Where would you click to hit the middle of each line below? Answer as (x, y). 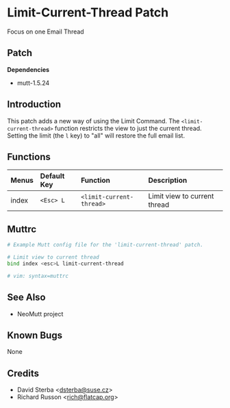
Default (52, 176)
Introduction (34, 104)
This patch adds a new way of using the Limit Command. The (93, 120)
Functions (29, 156)
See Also (26, 297)
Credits (23, 373)
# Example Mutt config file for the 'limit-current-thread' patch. (105, 245)
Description (168, 181)
